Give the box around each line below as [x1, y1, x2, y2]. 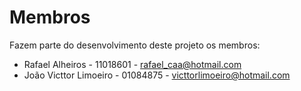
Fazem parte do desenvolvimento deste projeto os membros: [9, 39, 261, 51]
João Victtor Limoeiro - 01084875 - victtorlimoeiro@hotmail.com [23, 69, 291, 81]
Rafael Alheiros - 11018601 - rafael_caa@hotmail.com [23, 58, 242, 70]
